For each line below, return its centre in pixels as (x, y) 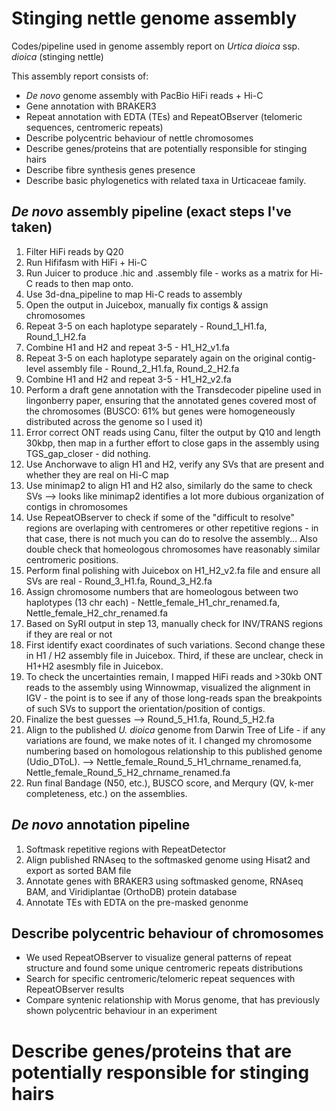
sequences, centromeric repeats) (94, 127)
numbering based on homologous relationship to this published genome (174, 751)
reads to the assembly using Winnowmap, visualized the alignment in (168, 687)
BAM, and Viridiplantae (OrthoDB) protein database (131, 891)
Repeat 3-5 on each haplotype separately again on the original (154, 358)
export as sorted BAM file (78, 870)
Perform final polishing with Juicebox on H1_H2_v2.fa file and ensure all (173, 570)
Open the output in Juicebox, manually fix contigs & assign (147, 304)
